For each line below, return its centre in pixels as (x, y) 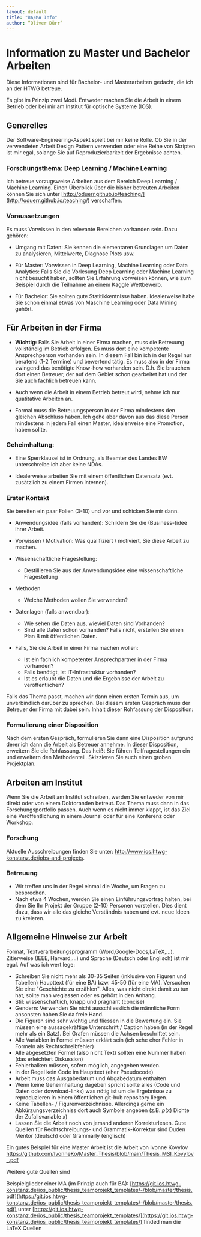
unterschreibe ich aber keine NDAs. (59, 464)
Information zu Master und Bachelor (98, 53)
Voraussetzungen (33, 216)
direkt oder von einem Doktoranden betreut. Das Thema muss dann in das (98, 804)
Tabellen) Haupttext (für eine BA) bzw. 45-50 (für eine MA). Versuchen (102, 982)
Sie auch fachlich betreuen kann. (56, 380)
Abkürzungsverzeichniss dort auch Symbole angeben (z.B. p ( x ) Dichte (102, 1110)
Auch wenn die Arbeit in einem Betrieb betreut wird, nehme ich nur (97, 392)
